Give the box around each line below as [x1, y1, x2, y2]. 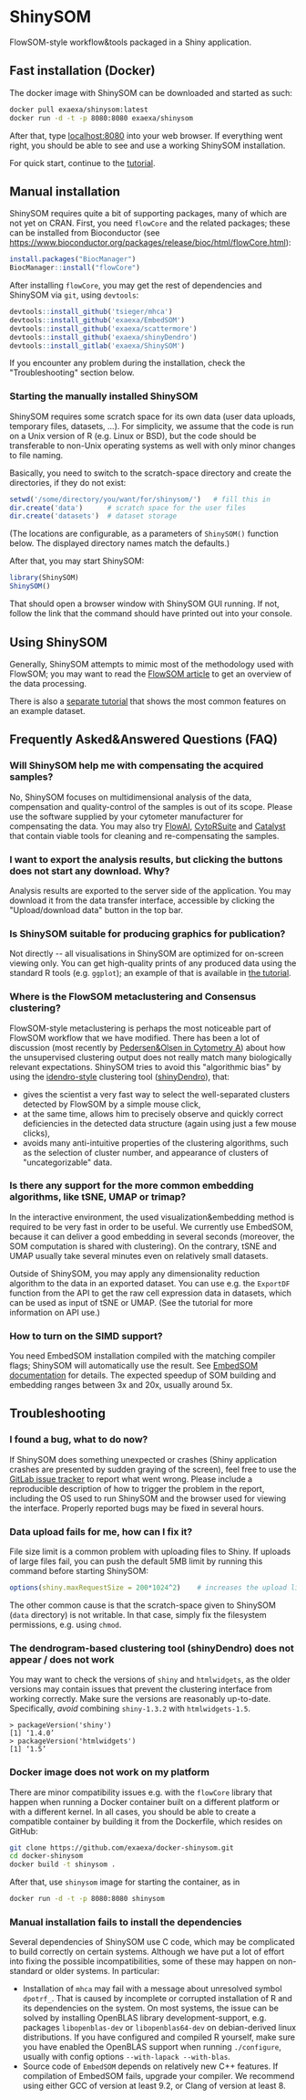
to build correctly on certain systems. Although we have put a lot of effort [9, 1947, 285, 1958]
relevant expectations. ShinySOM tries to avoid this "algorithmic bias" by [9, 1061, 282, 1072]
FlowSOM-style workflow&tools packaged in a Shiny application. [9, 37, 252, 47]
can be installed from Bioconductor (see [9, 227, 161, 238]
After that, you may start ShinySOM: [9, 555, 145, 567]
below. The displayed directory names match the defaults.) [9, 538, 230, 549]
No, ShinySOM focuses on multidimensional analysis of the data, [9, 792, 252, 803]
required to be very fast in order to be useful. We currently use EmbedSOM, [9, 1221, 293, 1232]
